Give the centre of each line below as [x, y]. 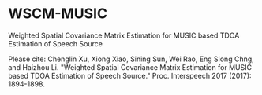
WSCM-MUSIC [58, 14]
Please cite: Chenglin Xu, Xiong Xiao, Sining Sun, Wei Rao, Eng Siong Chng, [131, 59]
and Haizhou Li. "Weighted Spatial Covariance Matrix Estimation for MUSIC [130, 67]
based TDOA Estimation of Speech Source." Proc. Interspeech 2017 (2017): [130, 75]
